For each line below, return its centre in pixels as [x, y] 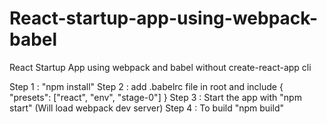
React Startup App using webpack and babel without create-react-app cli [160, 67]
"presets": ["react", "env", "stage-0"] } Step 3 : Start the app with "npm [155, 97]
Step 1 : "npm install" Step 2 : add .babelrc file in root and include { [146, 86]
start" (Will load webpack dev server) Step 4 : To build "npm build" [146, 108]
